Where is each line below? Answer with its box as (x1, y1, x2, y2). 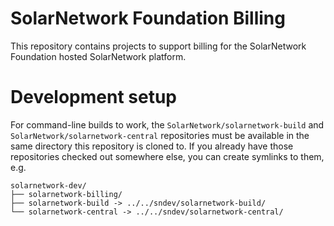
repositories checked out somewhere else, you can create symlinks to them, (10, 150, 325, 162)
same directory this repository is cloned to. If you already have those (10, 140, 294, 152)
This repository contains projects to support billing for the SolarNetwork (10, 40, 307, 52)
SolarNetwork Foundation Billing (10, 7, 286, 30)
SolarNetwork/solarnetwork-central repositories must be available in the (10, 129, 310, 141)
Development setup (10, 86, 178, 109)
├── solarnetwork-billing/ (10, 189, 123, 199)
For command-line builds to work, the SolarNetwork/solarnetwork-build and (10, 118, 325, 131)
